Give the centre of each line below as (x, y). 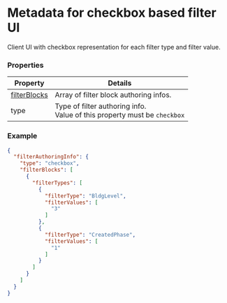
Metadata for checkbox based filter (112, 13)
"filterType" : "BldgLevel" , (86, 196)
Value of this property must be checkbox (120, 115)
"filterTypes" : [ (57, 183)
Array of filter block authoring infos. (113, 95)
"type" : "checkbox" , (50, 163)
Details (120, 83)
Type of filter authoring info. (101, 106)
